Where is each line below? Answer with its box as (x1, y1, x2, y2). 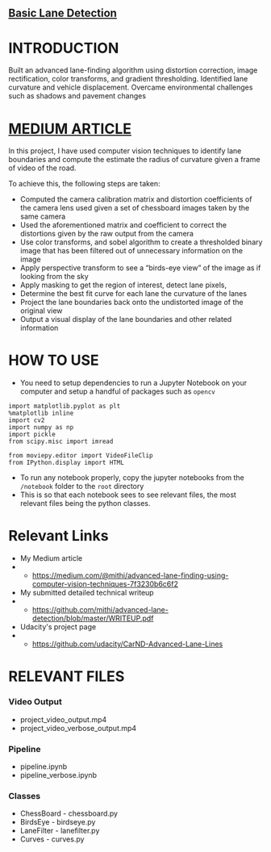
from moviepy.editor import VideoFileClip (8, 452, 153, 460)
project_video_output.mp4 (19, 714, 107, 725)
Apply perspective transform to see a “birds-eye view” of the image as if (19, 263, 261, 273)
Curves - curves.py (19, 834, 85, 844)
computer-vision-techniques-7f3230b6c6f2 (31, 579, 179, 589)
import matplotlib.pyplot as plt (8, 403, 121, 411)
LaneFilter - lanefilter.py (19, 826, 100, 836)
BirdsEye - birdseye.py (19, 817, 96, 827)
